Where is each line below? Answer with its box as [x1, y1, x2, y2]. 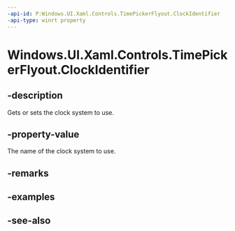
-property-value [7, 128, 80, 140]
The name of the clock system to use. [7, 147, 116, 155]
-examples [7, 191, 55, 203]
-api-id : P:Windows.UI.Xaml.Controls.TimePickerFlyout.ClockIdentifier [7, 10, 220, 17]
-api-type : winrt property [7, 17, 86, 24]
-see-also [7, 215, 51, 227]
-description [7, 90, 63, 101]
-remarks [7, 167, 49, 179]
